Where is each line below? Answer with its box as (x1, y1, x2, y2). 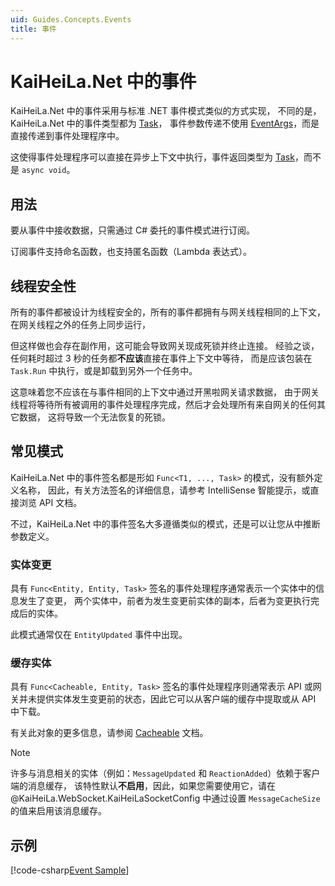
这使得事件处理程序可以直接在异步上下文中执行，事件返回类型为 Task (10, 151, 295, 163)
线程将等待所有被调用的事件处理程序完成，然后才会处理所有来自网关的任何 (10, 399, 317, 411)
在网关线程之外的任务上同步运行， (10, 319, 151, 331)
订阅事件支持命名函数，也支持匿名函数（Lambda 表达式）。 (10, 246, 252, 258)
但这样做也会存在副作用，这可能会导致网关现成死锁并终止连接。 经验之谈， (10, 340, 320, 352)
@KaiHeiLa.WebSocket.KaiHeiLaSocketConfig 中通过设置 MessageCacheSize (10, 792, 321, 805)
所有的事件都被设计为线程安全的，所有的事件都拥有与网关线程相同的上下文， (10, 306, 326, 318)
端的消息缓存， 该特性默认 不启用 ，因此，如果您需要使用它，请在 (10, 780, 276, 792)
